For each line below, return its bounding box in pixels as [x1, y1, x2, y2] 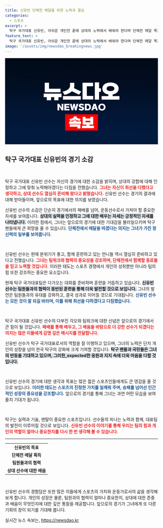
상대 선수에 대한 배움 [7, 468, 46, 473]
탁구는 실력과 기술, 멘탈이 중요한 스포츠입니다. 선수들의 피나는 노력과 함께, [5, 416, 145, 422]
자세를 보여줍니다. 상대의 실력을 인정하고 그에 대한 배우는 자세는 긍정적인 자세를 [5, 213, 154, 219]
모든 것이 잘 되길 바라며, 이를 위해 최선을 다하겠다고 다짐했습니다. [10, 298, 131, 304]
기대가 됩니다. [14, 397, 40, 403]
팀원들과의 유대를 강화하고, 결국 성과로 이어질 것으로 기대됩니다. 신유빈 [14, 292, 147, 298]
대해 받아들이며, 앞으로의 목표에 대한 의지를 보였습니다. [5, 197, 109, 203]
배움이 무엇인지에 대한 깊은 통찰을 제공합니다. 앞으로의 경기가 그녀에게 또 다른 [10, 501, 157, 507]
